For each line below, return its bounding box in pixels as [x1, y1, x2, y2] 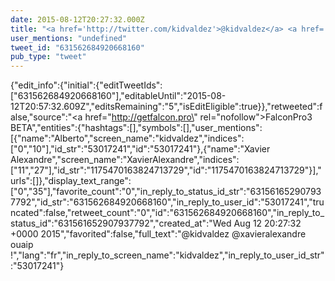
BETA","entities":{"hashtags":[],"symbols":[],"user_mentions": [10, 122, 263, 134]
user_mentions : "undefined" [10, 33, 128, 43]
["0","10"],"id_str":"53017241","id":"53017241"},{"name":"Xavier [10, 143, 271, 155]
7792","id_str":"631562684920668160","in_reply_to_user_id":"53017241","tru [10, 196, 325, 208]
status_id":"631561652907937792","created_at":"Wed [10, 217, 232, 230]
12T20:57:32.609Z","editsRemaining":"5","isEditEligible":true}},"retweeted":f [10, 101, 323, 113]
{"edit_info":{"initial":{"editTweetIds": [10, 79, 163, 91]
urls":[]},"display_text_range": [10, 175, 132, 187]
